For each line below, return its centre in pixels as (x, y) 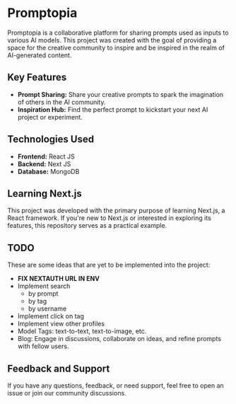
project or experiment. (50, 117)
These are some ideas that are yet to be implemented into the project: (109, 265)
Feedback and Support (59, 368)
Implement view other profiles (61, 324)
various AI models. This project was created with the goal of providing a (112, 40)
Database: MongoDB (48, 171)
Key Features (37, 77)
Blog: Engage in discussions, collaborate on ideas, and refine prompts (119, 339)
